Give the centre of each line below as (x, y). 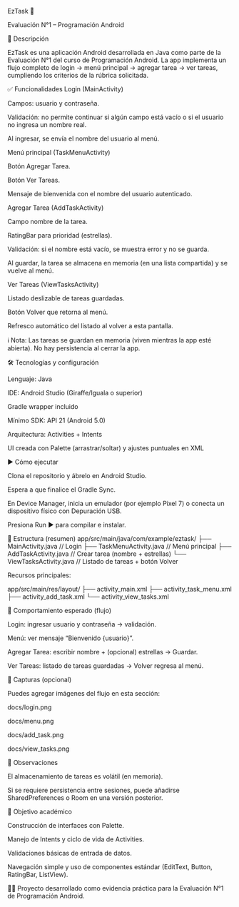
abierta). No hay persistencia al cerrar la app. (74, 348)
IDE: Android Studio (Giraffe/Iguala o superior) (75, 393)
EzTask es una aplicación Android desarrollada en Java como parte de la (114, 52)
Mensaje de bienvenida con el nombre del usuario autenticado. (100, 194)
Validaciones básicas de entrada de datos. (70, 853)
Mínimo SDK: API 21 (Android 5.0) (56, 420)
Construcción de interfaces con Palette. (66, 825)
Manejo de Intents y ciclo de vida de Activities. (76, 839)
